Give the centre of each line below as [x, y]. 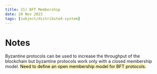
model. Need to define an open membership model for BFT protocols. [76, 67]
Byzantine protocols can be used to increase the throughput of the [73, 56]
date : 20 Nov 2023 [24, 14]
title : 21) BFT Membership [33, 9]
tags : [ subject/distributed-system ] [43, 18]
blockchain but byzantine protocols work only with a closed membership [79, 61]
